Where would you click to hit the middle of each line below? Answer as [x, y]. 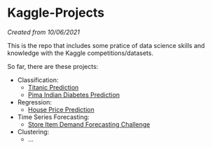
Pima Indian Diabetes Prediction [74, 95]
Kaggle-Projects [56, 13]
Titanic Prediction [53, 87]
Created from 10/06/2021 [44, 32]
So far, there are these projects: [53, 66]
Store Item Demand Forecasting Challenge [89, 124]
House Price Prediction [61, 109]
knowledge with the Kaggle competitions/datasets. [80, 53]
